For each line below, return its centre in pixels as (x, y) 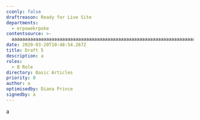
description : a (25, 56)
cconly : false (24, 12)
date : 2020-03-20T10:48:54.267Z (46, 45)
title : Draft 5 (25, 50)
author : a (18, 84)
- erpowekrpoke (30, 28)
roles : (14, 61)
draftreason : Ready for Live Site (49, 17)
